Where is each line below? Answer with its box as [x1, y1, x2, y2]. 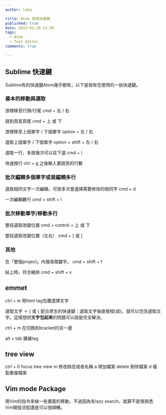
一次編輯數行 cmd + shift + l [5, 197, 62, 203]
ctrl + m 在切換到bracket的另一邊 [5, 325, 73, 331]
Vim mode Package [5, 384, 66, 393]
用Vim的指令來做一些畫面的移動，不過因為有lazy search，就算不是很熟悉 [5, 398, 153, 404]
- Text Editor [9, 39, 39, 45]
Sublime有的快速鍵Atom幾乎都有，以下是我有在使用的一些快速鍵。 [5, 82, 141, 88]
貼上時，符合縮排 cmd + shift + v [5, 269, 72, 275]
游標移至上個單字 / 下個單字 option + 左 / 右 [5, 128, 93, 134]
